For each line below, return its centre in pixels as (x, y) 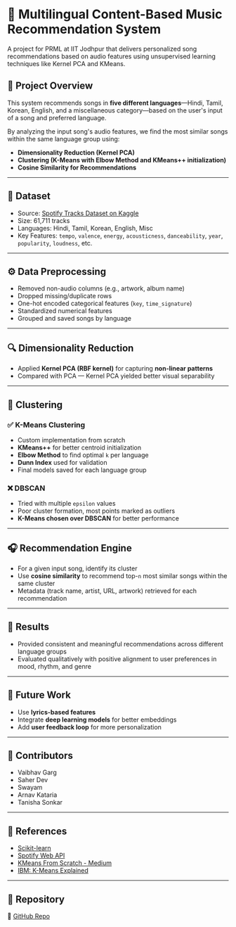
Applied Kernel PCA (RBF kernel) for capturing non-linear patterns (115, 369)
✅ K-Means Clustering (46, 425)
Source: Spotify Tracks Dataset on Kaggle (78, 213)
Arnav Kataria (37, 795)
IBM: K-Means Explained (53, 871)
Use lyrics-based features (57, 712)
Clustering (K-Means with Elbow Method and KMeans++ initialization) (122, 160)
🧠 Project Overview (50, 86)
